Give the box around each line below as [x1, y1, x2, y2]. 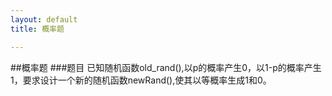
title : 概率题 [10, 24, 65, 34]
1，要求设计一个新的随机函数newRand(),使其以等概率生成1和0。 [10, 74, 272, 86]
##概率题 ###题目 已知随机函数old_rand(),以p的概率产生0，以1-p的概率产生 [10, 61, 322, 73]
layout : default [10, 14, 78, 25]
